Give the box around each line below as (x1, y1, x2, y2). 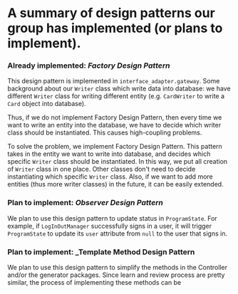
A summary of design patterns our (7, 5, 215, 21)
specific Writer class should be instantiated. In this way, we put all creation (7, 157, 228, 166)
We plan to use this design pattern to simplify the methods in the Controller (7, 263, 228, 272)
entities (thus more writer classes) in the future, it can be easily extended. (7, 180, 224, 189)
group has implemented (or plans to (7, 20, 223, 36)
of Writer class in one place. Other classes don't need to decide (7, 165, 196, 174)
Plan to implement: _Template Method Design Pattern (7, 247, 195, 257)
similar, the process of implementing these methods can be (7, 278, 182, 287)
